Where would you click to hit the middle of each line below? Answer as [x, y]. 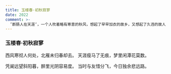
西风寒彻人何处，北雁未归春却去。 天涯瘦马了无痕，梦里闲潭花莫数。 [77, 55]
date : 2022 [17, 15]
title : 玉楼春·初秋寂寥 [28, 10]
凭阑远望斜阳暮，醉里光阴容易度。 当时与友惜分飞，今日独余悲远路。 [77, 66]
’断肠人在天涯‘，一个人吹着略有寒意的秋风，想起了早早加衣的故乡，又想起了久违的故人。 [90, 24]
